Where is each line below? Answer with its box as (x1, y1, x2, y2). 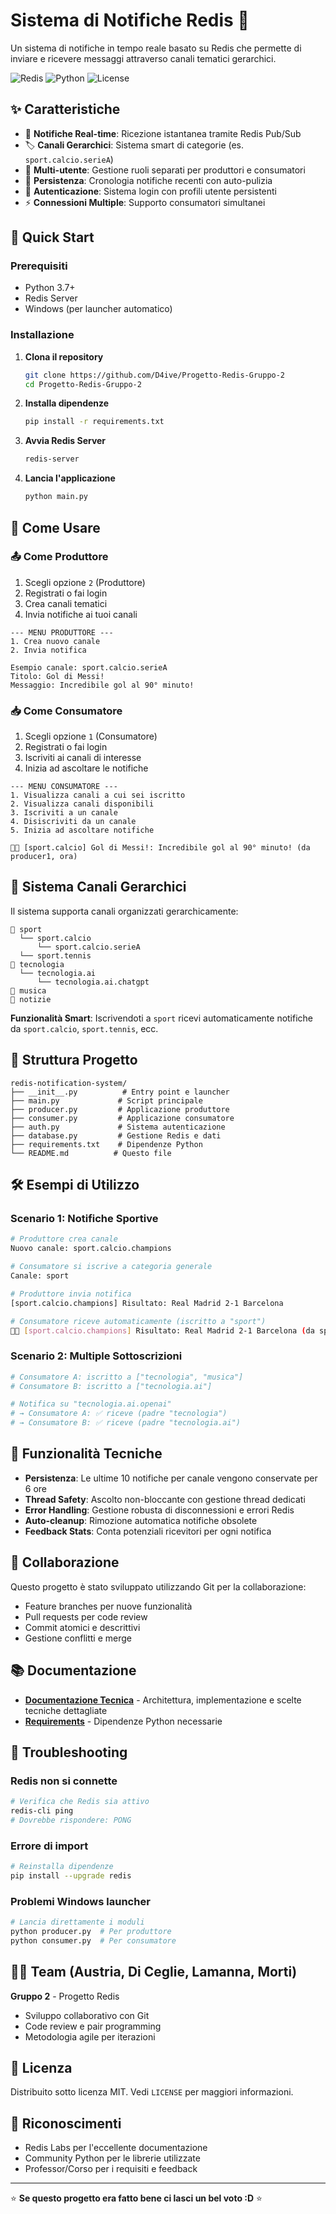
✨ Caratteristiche (10, 101, 121, 118)
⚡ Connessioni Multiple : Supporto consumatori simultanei (24, 196, 266, 208)
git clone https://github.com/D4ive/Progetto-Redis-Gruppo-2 (24, 370, 286, 380)
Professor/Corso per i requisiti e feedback (24, 2163, 198, 2175)
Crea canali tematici (24, 597, 108, 609)
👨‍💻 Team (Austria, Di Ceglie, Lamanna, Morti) (10, 1964, 298, 1981)
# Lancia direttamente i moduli (10, 1917, 145, 1928)
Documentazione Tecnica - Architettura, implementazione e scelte (24, 1694, 302, 1706)
